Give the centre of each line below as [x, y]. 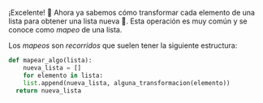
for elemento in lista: [63, 75]
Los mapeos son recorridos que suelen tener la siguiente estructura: [123, 45]
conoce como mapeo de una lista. [65, 30]
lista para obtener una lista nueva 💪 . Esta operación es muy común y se [128, 21]
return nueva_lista [49, 90]
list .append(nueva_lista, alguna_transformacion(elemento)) [127, 83]
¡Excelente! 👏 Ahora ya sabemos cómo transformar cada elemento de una [132, 13]
